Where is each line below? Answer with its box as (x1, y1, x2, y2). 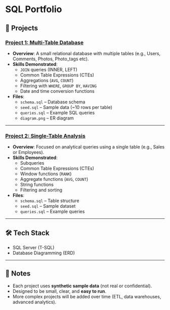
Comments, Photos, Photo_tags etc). (12, 56, 89, 62)
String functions (20, 181, 54, 188)
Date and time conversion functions (20, 88, 95, 94)
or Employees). (12, 149, 45, 156)
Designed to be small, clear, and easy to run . (12, 288, 106, 294)
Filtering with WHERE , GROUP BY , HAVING (20, 83, 97, 89)
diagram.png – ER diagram (20, 115, 74, 121)
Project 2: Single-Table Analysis (5, 132, 86, 139)
